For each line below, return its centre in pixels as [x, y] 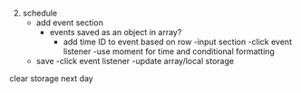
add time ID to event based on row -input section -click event [178, 42]
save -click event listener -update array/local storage [135, 61]
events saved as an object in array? [116, 32]
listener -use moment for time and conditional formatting [169, 51]
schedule [40, 13]
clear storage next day [51, 79]
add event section [70, 23]
